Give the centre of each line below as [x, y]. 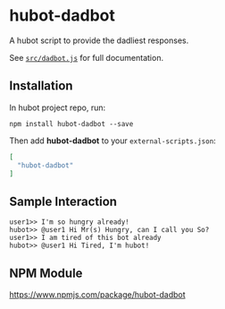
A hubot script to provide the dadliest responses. [99, 40]
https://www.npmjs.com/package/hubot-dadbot [97, 295]
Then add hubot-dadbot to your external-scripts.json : [112, 141]
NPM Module [46, 273]
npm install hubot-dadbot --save [71, 124]
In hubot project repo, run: [58, 107]
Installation [41, 86]
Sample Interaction [63, 201]
